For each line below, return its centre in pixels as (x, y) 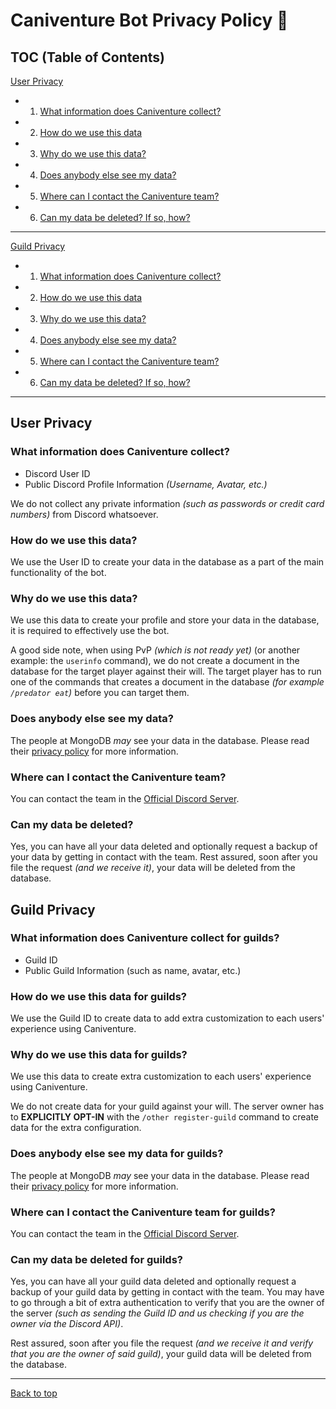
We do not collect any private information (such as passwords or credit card (167, 503)
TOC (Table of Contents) (88, 57)
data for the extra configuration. (76, 1128)
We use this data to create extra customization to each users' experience (161, 1076)
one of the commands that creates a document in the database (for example (167, 682)
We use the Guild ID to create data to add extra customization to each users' (167, 1018)
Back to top (34, 1393)
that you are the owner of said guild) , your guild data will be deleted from (161, 1354)
